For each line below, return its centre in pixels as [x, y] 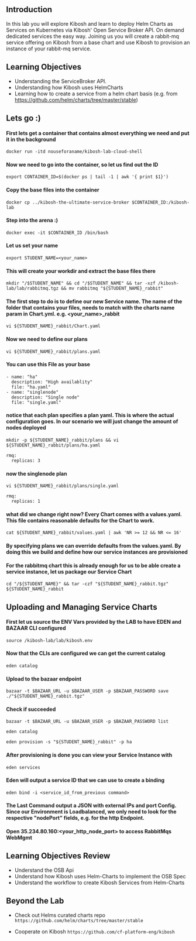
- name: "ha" [22, 377]
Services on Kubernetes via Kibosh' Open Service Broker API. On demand [95, 30]
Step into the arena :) [32, 220]
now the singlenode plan [37, 473]
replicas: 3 [26, 461]
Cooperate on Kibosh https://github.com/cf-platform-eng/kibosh [94, 931]
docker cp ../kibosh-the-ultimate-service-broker [68, 202]
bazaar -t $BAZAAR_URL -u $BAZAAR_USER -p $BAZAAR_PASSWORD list [87, 722]
